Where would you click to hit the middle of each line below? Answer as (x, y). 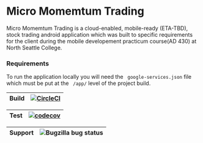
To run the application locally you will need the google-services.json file (99, 77)
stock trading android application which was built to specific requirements (100, 34)
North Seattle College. (34, 48)
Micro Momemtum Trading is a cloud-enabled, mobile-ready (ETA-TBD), (97, 28)
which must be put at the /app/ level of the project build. (79, 83)
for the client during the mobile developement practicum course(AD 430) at (102, 41)
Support (22, 133)
